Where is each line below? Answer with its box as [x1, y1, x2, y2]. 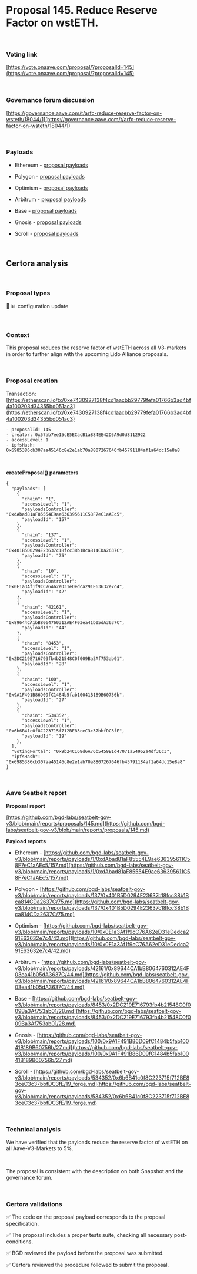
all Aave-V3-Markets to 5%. [6, 1145, 74, 1152]
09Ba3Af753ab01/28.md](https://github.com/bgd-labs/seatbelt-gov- [14, 1007, 181, 1014]
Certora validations [6, 1200, 63, 1209]
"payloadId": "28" [21, 661, 67, 666]
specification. [6, 1220, 39, 1227]
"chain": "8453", [21, 640, 65, 646]
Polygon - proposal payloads [14, 173, 85, 180]
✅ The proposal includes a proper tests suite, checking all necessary [6, 1232, 173, 1239]
